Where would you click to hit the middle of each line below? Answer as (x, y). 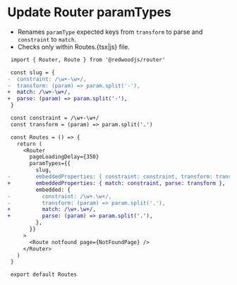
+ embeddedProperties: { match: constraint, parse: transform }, (116, 183)
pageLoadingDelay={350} (64, 157)
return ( (29, 144)
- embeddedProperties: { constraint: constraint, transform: (110, 177)
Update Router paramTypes (89, 12)
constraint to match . (47, 39)
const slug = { (32, 72)
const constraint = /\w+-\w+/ (55, 118)
